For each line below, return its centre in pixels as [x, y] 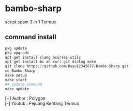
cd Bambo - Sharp [20, 71]
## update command [23, 84]
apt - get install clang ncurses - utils [43, 57]
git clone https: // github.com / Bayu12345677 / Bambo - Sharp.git [67, 66]
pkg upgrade [17, 53]
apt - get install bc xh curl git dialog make [51, 62]
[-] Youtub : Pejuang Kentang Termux [42, 103]
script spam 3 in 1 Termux [31, 22]
